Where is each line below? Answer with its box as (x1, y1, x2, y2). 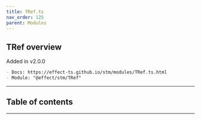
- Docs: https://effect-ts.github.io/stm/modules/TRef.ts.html (6, 69, 167, 75)
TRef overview (6, 42, 62, 52)
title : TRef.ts (6, 8, 44, 15)
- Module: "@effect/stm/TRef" (6, 75, 82, 81)
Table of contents (6, 97, 73, 107)
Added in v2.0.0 (6, 58, 46, 65)
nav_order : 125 (6, 14, 44, 20)
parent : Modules (6, 20, 47, 26)
